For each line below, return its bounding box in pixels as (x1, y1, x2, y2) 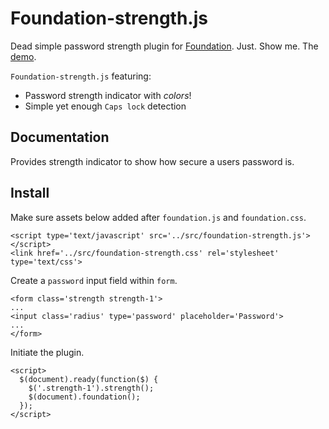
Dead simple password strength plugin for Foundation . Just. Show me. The (10, 40, 319, 52)
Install (10, 185, 50, 202)
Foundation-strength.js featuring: (10, 70, 152, 82)
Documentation (10, 129, 110, 146)
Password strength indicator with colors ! (24, 89, 192, 101)
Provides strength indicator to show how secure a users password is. (10, 155, 295, 167)
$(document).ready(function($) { (19, 374, 159, 384)
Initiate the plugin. (10, 346, 85, 358)
